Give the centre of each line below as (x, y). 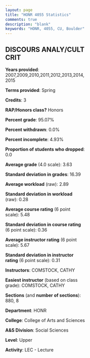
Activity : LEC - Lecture (30, 350)
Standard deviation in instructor (39, 255)
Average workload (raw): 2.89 (37, 184)
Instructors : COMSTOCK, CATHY (40, 270)
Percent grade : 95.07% (30, 119)
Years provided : (22, 70)
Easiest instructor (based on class (41, 280)
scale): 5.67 (17, 245)
